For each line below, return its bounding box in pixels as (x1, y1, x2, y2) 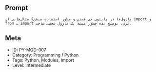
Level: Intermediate (12, 62, 51, 68)
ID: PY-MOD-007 (12, 47, 46, 53)
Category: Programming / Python (12, 52, 79, 58)
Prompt (5, 4, 28, 12)
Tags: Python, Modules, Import (12, 57, 74, 63)
